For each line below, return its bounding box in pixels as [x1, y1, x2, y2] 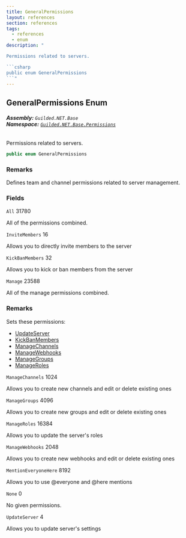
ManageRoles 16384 [6, 419, 53, 427]
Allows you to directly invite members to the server [6, 243, 132, 250]
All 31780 [6, 208, 31, 215]
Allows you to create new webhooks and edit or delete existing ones [6, 455, 175, 462]
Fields [6, 194, 25, 202]
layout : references [6, 14, 55, 20]
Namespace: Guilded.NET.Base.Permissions [6, 121, 116, 128]
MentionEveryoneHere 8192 [6, 466, 71, 474]
